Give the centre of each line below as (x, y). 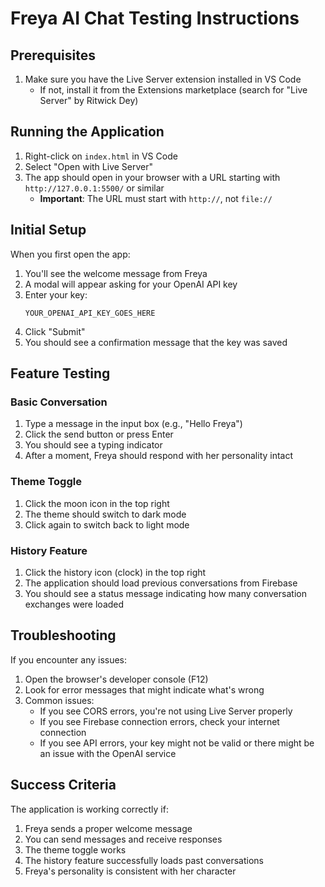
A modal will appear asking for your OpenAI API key (131, 284)
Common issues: (59, 700)
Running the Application (87, 132)
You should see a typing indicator (93, 445)
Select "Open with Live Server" (89, 166)
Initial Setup (48, 230)
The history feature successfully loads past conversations (144, 860)
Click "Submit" (55, 331)
